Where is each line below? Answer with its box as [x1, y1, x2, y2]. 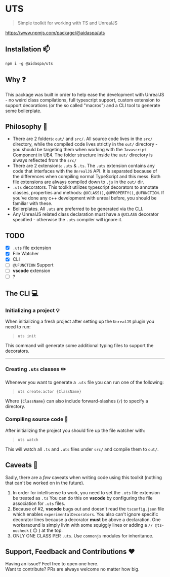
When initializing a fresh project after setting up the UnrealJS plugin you [5, 318, 154, 325]
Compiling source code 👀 [5, 416, 68, 423]
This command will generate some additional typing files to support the [5, 343, 154, 349]
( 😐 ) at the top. [29, 527, 63, 533]
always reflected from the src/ [12, 157, 77, 163]
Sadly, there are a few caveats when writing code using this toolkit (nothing [5, 474, 162, 480]
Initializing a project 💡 [5, 307, 60, 314]
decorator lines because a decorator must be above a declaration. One [12, 516, 161, 523]
